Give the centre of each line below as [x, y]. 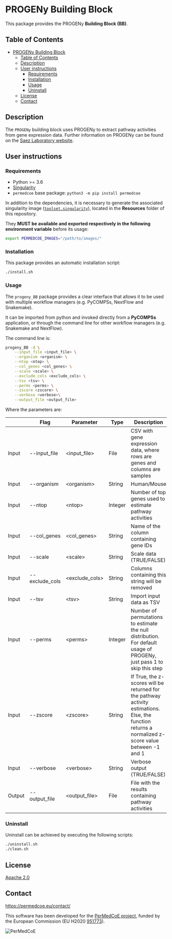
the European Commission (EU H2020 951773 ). [55, 921]
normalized [144, 734]
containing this [148, 575]
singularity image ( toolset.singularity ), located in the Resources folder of [85, 208]
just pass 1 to [147, 662]
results [139, 789]
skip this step [147, 668]
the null [140, 630]
